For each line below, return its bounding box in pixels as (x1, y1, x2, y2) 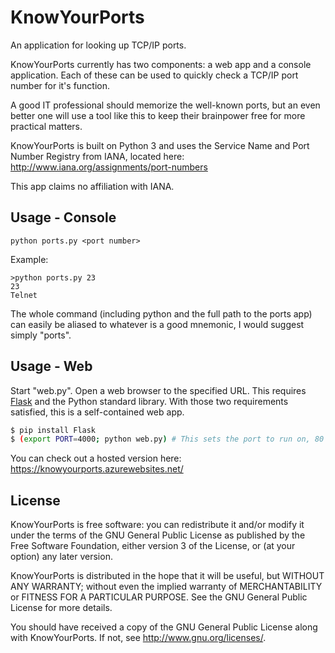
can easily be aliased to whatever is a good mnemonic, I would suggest (10, 318, 305, 330)
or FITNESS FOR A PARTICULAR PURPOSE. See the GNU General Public (10, 591, 308, 603)
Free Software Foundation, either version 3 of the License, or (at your (10, 540, 296, 552)
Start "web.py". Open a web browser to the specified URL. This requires (10, 384, 307, 396)
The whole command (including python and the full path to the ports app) (10, 307, 313, 320)
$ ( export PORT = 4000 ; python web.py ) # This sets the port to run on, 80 (10, 434, 325, 445)
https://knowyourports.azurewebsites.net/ (10, 463, 184, 475)
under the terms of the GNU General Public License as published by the (10, 529, 306, 541)
